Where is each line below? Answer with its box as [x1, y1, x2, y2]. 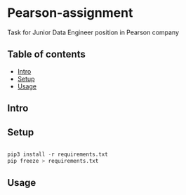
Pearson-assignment [7, 5, 133, 21]
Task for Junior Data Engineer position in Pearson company [7, 28, 180, 36]
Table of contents [7, 48, 86, 60]
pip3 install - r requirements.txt [7, 151, 109, 158]
